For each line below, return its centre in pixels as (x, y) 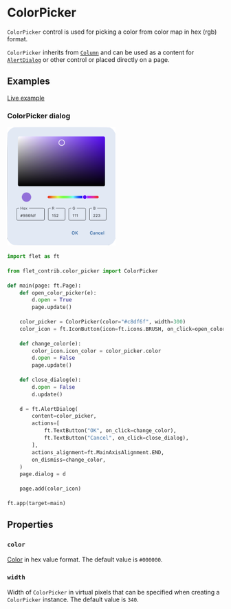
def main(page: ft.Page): (44, 286)
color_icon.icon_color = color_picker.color (97, 351)
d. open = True (52, 300)
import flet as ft (33, 257)
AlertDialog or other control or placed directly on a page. (88, 59)
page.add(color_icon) (50, 489)
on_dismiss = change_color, (69, 460)
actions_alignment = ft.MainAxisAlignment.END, (98, 452)
